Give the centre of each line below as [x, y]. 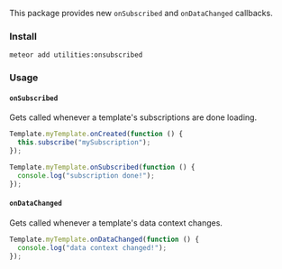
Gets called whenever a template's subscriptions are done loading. [133, 117]
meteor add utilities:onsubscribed [76, 55]
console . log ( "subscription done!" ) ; [86, 175]
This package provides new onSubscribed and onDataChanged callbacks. [141, 13]
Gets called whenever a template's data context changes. [116, 223]
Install [23, 36]
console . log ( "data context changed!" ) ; [92, 247]
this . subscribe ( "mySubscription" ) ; [84, 143]
